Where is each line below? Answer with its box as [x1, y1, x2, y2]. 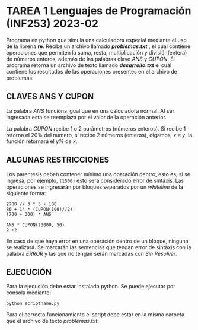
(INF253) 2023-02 [6, 17, 99, 30]
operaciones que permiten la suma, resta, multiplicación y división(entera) [6, 49, 187, 56]
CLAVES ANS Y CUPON [6, 91, 94, 101]
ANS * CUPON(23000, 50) [6, 221, 65, 228]
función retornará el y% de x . [6, 138, 78, 145]
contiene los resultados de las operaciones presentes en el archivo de [6, 68, 178, 75]
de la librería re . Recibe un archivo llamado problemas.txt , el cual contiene [6, 43, 191, 50]
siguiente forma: [6, 189, 46, 196]
